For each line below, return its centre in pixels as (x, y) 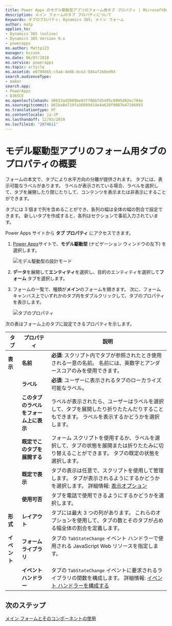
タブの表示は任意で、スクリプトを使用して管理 (107, 470)
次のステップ (26, 605)
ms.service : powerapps (29, 62)
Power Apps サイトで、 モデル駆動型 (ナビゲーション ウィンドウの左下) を (89, 244)
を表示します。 (28, 302)
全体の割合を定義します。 (92, 528)
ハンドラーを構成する (83, 586)
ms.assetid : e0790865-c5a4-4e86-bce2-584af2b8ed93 (60, 72)
